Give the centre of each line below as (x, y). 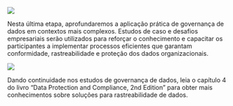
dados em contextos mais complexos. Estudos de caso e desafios (103, 31)
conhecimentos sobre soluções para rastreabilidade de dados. (98, 95)
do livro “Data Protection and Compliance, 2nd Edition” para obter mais (110, 88)
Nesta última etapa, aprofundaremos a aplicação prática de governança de (116, 24)
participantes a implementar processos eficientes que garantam (100, 46)
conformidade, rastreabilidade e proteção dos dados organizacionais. (108, 53)
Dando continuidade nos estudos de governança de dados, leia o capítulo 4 (117, 80)
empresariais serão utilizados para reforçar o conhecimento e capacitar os (115, 39)
